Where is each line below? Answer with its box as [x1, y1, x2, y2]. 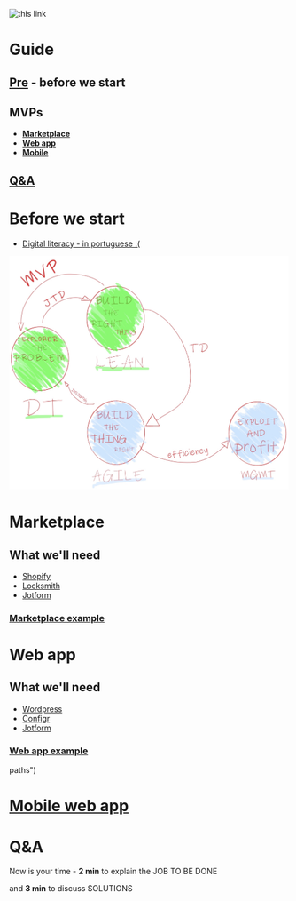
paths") [9, 765, 37, 776]
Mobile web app [9, 796, 129, 817]
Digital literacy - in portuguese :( [21, 238, 141, 249]
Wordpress [21, 703, 63, 714]
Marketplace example [9, 611, 105, 624]
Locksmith [21, 580, 60, 591]
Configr [21, 713, 51, 723]
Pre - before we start [9, 75, 126, 90]
